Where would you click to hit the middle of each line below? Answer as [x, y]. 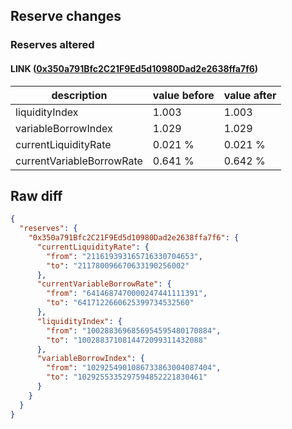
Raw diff [36, 195]
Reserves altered [52, 45]
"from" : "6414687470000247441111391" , [127, 294]
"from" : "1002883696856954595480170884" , [134, 330]
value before [183, 95]
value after [250, 95]
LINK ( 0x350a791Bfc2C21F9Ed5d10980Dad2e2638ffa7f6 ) [134, 68]
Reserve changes [66, 16]
